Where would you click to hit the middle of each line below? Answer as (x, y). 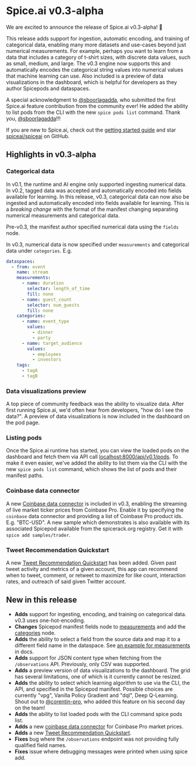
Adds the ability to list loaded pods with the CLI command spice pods (98, 714)
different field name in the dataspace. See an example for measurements (102, 645)
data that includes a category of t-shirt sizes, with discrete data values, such (98, 57)
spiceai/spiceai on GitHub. (38, 136)
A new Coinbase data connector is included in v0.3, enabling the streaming (97, 503)
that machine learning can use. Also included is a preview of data (85, 76)
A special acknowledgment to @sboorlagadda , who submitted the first (91, 100)
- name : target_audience (52, 343)
